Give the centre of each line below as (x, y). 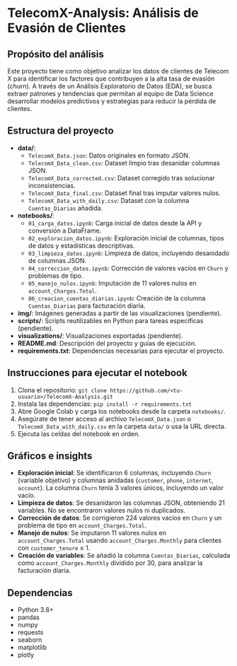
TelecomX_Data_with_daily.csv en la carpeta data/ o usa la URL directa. (122, 426)
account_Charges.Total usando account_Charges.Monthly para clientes (120, 541)
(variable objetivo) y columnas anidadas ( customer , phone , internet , (115, 480)
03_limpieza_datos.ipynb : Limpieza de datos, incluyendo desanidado (129, 253)
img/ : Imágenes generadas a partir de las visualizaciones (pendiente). (120, 313)
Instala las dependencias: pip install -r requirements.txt (105, 404)
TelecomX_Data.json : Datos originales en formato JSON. (109, 155)
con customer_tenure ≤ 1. (54, 548)
